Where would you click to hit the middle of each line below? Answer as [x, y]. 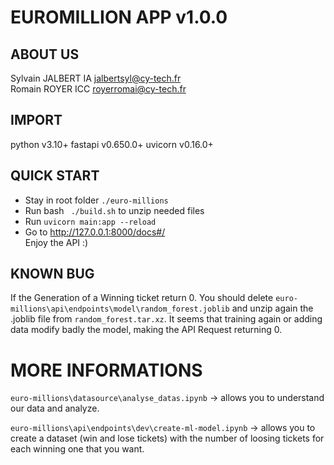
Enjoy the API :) [56, 242]
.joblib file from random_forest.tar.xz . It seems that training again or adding [166, 319]
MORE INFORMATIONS [106, 370]
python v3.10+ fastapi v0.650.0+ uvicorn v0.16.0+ [112, 144]
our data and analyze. [55, 408]
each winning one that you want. [77, 449]
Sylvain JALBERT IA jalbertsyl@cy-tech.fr [96, 78]
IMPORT [36, 120]
